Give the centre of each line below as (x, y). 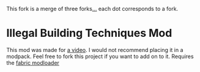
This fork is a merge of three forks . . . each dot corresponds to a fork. (92, 9)
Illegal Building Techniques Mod (89, 33)
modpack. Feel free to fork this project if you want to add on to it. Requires (100, 56)
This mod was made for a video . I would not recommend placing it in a (95, 50)
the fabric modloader (33, 62)
